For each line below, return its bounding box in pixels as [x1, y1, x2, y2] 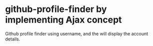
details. [5, 36, 20, 42]
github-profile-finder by [5, 3, 107, 15]
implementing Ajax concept [5, 14, 122, 25]
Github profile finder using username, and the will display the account [5, 30, 149, 36]
